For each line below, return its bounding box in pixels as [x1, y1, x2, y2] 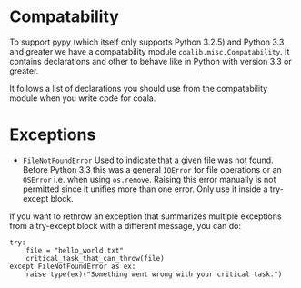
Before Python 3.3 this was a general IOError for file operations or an [22, 164, 282, 174]
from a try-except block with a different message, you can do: [9, 220, 241, 231]
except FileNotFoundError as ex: [9, 262, 136, 271]
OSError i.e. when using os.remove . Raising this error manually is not [22, 174, 276, 184]
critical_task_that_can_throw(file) [25, 253, 166, 263]
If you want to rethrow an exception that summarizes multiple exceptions [9, 211, 282, 222]
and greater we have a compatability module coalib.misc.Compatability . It [9, 45, 290, 56]
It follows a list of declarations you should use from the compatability [9, 83, 268, 94]
